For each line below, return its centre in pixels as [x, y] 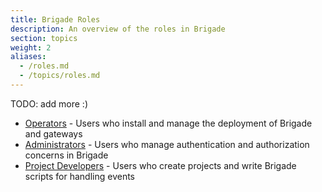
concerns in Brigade [66, 155]
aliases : [28, 57]
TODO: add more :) [49, 103]
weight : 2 [31, 47]
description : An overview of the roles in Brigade [118, 29]
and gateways [53, 133]
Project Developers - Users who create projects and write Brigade [160, 165]
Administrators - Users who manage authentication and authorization [167, 144]
